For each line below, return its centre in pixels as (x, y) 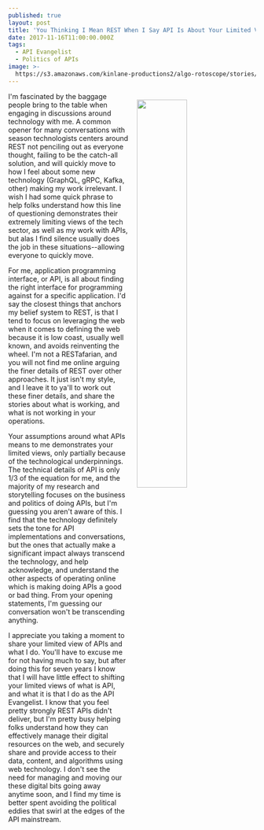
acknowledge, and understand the (64, 570)
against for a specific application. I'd (67, 295)
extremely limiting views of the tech (66, 222)
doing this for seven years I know (62, 669)
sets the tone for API (41, 528)
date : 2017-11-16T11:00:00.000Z (61, 37)
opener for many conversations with (67, 130)
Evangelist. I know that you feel (59, 702)
